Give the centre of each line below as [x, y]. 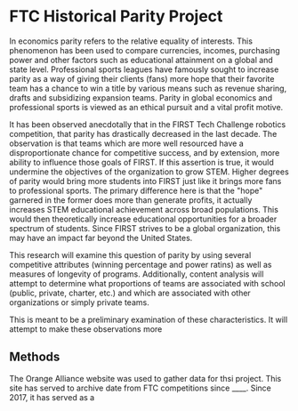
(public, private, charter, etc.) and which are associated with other [130, 293]
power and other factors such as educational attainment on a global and [141, 60]
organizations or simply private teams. [79, 302]
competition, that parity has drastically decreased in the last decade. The [143, 133]
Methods [35, 357]
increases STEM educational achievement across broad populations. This [144, 209]
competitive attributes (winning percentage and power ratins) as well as [141, 264]
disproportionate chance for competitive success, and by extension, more [145, 152]
